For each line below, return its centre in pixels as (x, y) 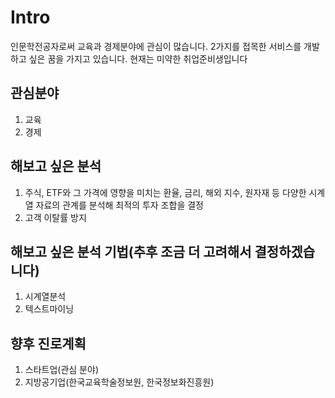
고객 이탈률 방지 (55, 217)
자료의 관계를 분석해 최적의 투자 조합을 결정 (119, 205)
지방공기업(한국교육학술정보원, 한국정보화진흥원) (119, 382)
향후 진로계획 (48, 343)
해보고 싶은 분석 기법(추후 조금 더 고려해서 (131, 251)
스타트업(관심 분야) (61, 370)
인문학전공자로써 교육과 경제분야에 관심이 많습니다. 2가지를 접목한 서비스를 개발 (165, 46)
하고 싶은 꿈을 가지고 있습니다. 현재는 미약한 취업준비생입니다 (129, 58)
